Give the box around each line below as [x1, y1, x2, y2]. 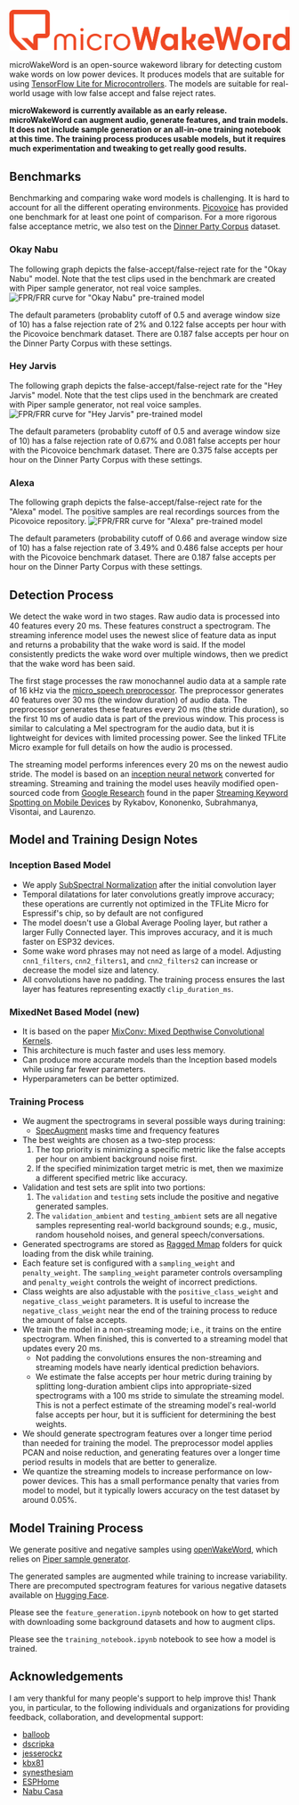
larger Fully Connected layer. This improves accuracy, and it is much [21, 926, 273, 937]
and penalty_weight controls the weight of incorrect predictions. [21, 1276, 258, 1288]
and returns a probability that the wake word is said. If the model [9, 639, 246, 650]
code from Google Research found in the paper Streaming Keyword [41, 787, 289, 798]
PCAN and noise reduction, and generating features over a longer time [21, 1448, 281, 1458]
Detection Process [9, 587, 114, 603]
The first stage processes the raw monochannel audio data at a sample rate [9, 675, 287, 686]
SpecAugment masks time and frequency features [35, 1125, 220, 1136]
